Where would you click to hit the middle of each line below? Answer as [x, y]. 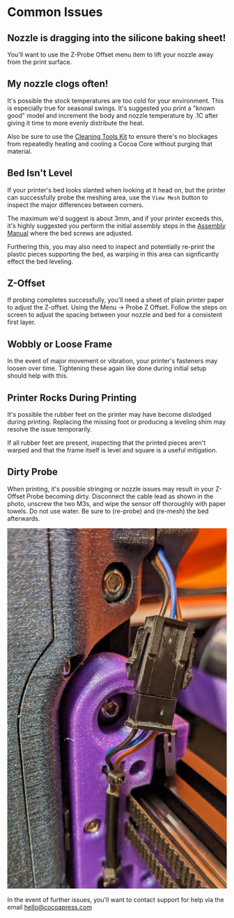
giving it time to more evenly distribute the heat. [76, 123]
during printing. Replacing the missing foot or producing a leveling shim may [117, 422]
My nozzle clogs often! [58, 84]
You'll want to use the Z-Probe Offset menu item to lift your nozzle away [110, 54]
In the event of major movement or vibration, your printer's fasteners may [112, 361]
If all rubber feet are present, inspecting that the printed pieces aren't [107, 443]
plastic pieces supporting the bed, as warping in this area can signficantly [113, 254]
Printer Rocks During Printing [72, 398]
